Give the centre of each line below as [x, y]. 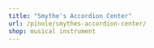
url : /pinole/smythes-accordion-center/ [78, 24]
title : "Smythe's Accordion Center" [70, 16]
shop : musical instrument [52, 31]
